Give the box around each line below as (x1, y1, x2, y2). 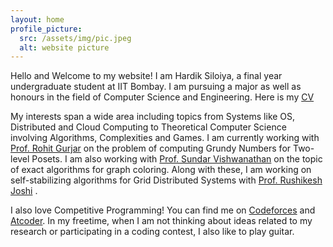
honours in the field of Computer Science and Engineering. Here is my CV (10, 91, 315, 103)
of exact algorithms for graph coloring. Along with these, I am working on (10, 164, 312, 176)
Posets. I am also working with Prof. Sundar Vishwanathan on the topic (31, 153, 323, 165)
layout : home (10, 14, 65, 25)
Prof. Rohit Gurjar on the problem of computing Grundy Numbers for (10, 142, 292, 155)
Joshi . (10, 185, 38, 197)
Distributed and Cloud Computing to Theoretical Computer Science (10, 121, 287, 133)
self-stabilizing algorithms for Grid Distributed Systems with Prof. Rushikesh (10, 174, 323, 186)
